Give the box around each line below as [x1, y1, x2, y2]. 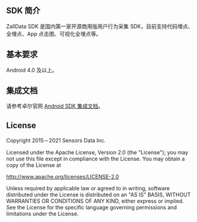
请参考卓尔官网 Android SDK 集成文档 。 [6, 102, 104, 110]
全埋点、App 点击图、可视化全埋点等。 [6, 30, 101, 37]
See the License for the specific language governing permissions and [6, 204, 177, 211]
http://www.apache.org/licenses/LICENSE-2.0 [6, 173, 119, 181]
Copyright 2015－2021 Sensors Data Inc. [6, 137, 106, 144]
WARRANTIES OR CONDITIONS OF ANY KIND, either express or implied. [6, 197, 184, 205]
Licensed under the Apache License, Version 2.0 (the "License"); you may [6, 149, 189, 156]
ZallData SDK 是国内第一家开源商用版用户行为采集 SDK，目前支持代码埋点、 [6, 23, 193, 30]
